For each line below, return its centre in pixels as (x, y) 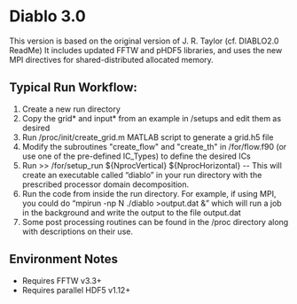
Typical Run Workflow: (73, 87)
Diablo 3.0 (48, 16)
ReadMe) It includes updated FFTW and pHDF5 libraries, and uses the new (146, 50)
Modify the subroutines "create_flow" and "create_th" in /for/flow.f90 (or (154, 146)
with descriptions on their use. (77, 231)
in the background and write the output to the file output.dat (131, 212)
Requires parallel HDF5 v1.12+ (76, 290)
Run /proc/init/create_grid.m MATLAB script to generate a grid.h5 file (148, 137)
